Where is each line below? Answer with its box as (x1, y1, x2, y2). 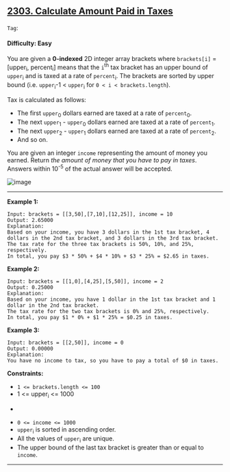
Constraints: (7, 369, 44, 377)
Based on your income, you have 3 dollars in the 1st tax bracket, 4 (7, 229, 210, 236)
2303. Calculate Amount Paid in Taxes (7, 5, 173, 17)
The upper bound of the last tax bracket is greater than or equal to (16, 443, 204, 451)
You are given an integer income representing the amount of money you (7, 149, 207, 157)
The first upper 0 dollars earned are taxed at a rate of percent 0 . (16, 109, 192, 119)
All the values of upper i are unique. (16, 434, 115, 444)
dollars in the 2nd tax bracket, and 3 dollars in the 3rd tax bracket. (7, 235, 219, 242)
